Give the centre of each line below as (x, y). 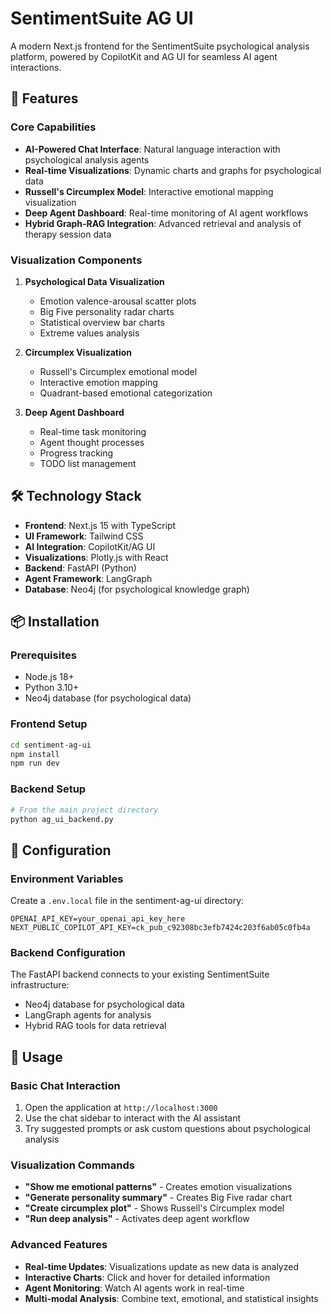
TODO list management (88, 463)
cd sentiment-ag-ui (51, 745)
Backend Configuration (68, 952)
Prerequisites (43, 655)
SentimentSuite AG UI (102, 18)
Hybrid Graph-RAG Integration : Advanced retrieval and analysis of (163, 223)
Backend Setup (48, 789)
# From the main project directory (84, 810)
